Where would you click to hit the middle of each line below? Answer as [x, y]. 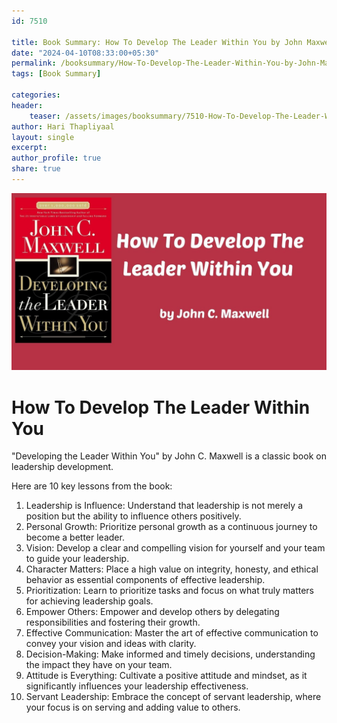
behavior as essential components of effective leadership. [145, 580]
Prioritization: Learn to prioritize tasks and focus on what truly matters [170, 591]
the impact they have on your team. [99, 665]
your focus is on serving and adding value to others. [133, 707]
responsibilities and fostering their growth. [113, 622]
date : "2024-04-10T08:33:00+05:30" [85, 53]
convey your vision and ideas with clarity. [111, 644]
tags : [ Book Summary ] [56, 74]
